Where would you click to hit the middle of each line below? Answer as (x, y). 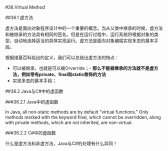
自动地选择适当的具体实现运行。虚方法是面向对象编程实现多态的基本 (84, 40)
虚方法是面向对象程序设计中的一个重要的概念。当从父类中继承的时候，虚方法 (84, 28)
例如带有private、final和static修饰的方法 (64, 74)
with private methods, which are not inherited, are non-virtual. (69, 122)
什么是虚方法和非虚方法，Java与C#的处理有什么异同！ (61, 143)
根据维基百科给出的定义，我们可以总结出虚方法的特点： (62, 57)
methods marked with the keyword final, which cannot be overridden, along (83, 117)
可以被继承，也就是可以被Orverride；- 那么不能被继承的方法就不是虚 (83, 68)
